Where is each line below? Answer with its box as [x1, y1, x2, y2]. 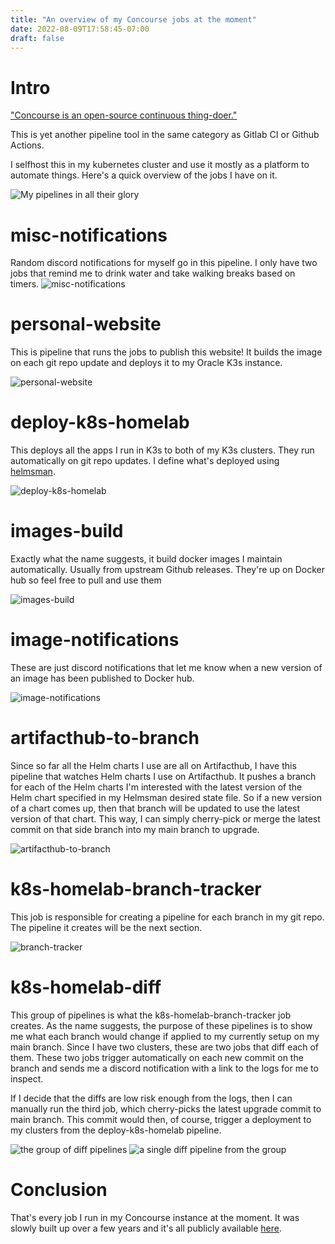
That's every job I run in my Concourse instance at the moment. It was [10, 1211, 300, 1223]
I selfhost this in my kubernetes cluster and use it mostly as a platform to [10, 159, 310, 171]
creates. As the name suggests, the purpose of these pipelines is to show [10, 1019, 313, 1031]
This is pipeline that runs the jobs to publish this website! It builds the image [10, 346, 323, 358]
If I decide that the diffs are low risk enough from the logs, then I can [10, 1092, 293, 1104]
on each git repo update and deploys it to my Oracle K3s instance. [10, 357, 283, 369]
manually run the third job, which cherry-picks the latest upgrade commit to [10, 1102, 322, 1115]
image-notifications [10, 629, 180, 651]
